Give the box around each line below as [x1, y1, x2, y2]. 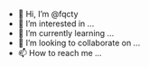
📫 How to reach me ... [17, 48, 102, 58]
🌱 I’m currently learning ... [17, 28, 115, 38]
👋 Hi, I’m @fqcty [17, 9, 79, 19]
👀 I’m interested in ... [17, 18, 95, 29]
